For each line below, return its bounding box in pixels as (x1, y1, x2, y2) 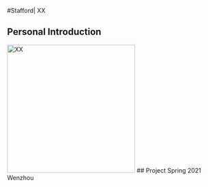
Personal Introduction (7, 26, 102, 38)
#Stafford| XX (7, 7, 46, 14)
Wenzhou (7, 173, 34, 182)
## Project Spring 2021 (136, 166, 201, 174)
